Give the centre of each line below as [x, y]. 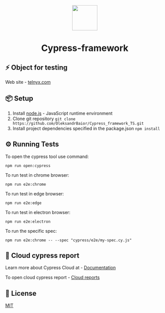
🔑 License [21, 293]
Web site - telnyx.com [28, 82]
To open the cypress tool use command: [47, 156]
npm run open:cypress [28, 166]
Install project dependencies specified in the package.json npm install [86, 128]
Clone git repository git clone [44, 119]
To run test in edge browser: [35, 193]
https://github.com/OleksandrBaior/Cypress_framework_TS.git [78, 123]
